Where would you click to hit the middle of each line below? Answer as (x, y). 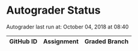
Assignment (61, 41)
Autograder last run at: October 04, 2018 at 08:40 (67, 27)
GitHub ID (23, 41)
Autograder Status (53, 10)
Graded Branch (106, 41)
